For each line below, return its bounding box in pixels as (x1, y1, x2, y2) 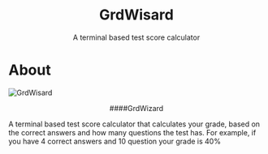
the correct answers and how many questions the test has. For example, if (8, 127, 257, 137)
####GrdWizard (109, 103, 164, 113)
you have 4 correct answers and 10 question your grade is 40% (8, 136, 222, 146)
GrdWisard (98, 6, 175, 24)
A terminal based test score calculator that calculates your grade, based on (8, 119, 261, 129)
